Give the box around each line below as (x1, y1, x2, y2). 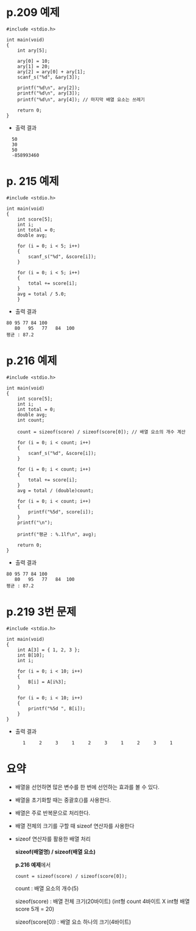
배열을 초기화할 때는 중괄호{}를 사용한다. (15, 796, 111, 804)
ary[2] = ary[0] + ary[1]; (17, 68, 86, 75)
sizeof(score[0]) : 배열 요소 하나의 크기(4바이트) (15, 918, 131, 926)
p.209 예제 (6, 5, 60, 20)
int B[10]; (17, 652, 45, 658)
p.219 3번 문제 (6, 605, 77, 619)
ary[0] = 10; (17, 58, 51, 64)
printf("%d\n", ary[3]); (17, 90, 80, 96)
